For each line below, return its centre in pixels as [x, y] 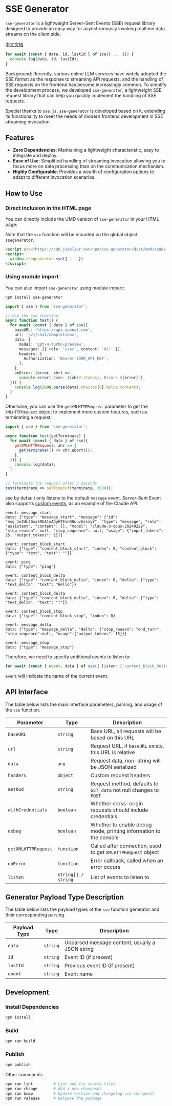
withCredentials [28, 810]
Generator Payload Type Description [65, 897]
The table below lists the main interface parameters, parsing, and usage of [84, 704]
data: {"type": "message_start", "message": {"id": [61, 517]
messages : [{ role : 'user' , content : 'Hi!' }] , [71, 349]
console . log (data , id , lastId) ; [45, 59]
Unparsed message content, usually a [110, 943]
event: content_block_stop [34, 611]
